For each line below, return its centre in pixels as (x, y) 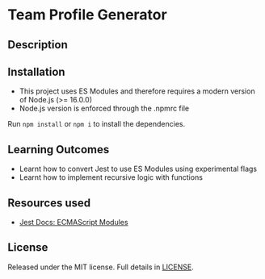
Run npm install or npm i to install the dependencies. (97, 124)
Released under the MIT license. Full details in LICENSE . (101, 267)
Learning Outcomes (59, 150)
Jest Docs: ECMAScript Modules (74, 223)
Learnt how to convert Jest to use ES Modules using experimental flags (138, 169)
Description (38, 45)
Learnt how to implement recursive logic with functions (111, 177)
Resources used (49, 203)
